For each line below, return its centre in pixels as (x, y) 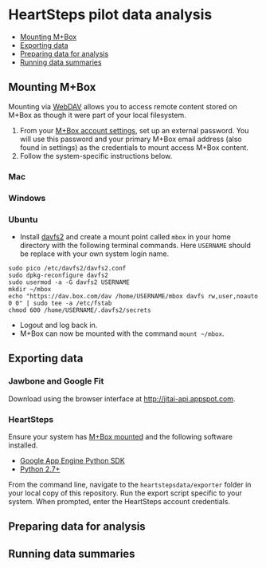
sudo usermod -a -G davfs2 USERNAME (69, 282)
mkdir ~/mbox (30, 289)
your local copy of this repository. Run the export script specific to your (125, 493)
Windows (27, 198)
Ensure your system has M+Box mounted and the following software (121, 436)
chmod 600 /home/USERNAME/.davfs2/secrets (80, 310)
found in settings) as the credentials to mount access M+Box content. (134, 147)
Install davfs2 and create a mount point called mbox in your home (125, 236)
